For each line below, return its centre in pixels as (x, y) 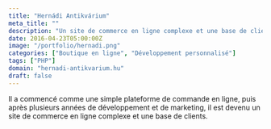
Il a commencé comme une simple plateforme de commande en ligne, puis (132, 98)
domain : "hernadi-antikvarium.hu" (67, 69)
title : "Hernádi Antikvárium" (59, 16)
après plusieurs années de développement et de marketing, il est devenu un (134, 107)
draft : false (30, 76)
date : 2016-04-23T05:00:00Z (56, 38)
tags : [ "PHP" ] (32, 61)
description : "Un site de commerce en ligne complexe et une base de (128, 31)
